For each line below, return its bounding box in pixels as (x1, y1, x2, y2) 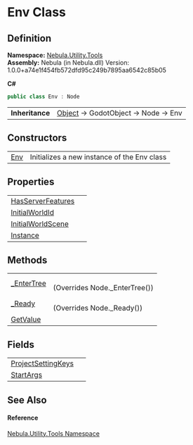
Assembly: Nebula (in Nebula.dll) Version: (7, 58, 130, 67)
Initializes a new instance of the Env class (29, 152, 167, 162)
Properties (7, 176, 55, 188)
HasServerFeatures (11, 196, 75, 206)
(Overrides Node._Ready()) (53, 303, 143, 313)
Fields (7, 339, 35, 351)
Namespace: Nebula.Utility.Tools (7, 51, 103, 59)
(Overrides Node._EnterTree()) (53, 283, 154, 293)
